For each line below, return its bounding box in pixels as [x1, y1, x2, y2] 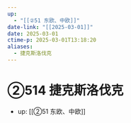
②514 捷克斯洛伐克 [7, 83, 124, 99]
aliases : [7, 43, 33, 50]
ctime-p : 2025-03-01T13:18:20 [7, 37, 97, 44]
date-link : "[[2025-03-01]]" [7, 23, 93, 30]
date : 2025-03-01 [7, 30, 59, 37]
